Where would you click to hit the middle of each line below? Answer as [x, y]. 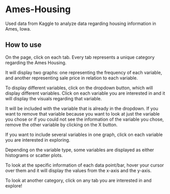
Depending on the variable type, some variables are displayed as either [80, 150]
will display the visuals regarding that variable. [54, 98]
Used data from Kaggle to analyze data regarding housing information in [81, 23]
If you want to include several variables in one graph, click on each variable [84, 134]
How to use [23, 45]
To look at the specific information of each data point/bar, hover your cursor [84, 165]
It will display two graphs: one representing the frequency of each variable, [84, 72]
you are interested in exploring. [38, 140]
